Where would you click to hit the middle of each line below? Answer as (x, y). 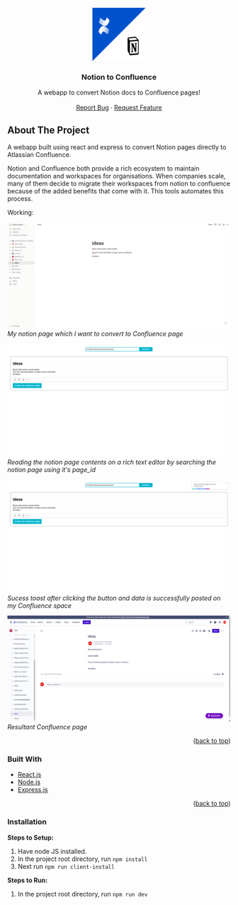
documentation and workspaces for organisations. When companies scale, (117, 176)
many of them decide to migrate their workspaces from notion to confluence (119, 183)
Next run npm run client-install (66, 866)
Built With (25, 759)
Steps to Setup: (31, 837)
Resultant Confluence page (47, 727)
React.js (29, 775)
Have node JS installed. (52, 851)
